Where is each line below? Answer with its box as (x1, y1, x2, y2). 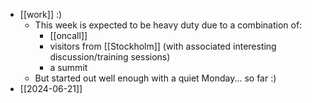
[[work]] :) (19, 9, 63, 20)
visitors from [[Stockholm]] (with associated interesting (49, 40, 277, 52)
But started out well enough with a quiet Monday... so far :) (34, 72, 277, 84)
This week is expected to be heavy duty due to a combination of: (34, 19, 303, 31)
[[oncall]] (49, 30, 88, 41)
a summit (49, 62, 88, 73)
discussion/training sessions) (49, 51, 171, 63)
